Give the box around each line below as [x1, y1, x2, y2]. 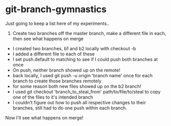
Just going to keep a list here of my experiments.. [5, 20, 110, 26]
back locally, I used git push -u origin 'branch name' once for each [12, 72, 153, 78]
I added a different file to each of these [12, 51, 95, 57]
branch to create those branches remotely [12, 78, 102, 84]
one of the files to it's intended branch [12, 94, 93, 100]
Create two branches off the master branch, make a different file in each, [12, 30, 166, 36]
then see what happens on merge [12, 36, 84, 42]
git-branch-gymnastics [5, 4, 107, 15]
